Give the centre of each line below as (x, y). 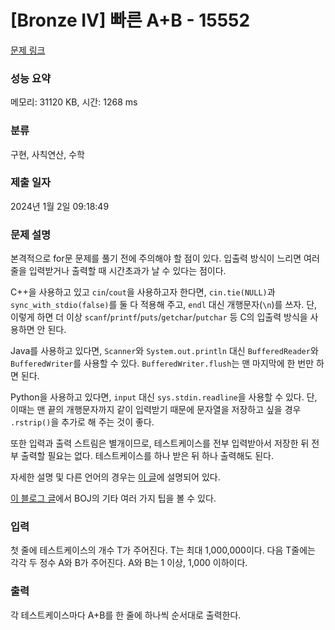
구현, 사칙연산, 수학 (47, 154)
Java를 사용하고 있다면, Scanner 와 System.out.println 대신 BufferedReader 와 (164, 351)
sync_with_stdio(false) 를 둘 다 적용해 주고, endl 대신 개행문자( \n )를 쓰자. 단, (164, 305)
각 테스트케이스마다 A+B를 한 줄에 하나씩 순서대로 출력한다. (126, 615)
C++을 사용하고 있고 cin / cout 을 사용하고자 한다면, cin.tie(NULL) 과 (143, 292)
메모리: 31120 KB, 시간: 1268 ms (74, 102)
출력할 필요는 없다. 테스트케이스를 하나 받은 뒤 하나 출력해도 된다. (147, 456)
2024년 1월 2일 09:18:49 (60, 206)
